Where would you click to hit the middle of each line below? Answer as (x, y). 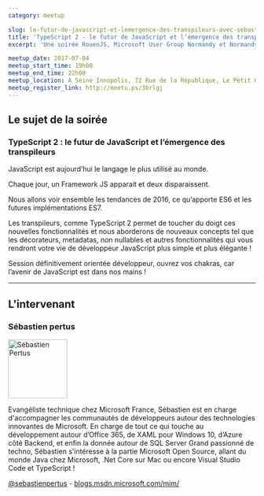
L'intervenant (42, 304)
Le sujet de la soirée (58, 120)
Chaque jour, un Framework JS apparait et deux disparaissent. (109, 184)
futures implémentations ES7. (55, 208)
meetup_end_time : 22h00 (47, 73)
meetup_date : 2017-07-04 (49, 59)
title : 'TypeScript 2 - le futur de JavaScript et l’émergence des (121, 37)
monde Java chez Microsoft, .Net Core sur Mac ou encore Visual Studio (125, 460)
